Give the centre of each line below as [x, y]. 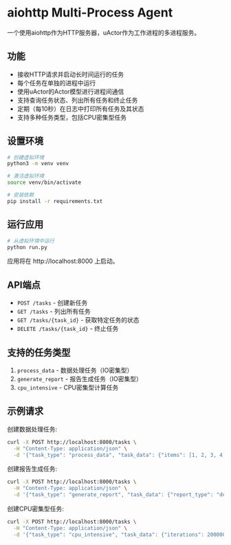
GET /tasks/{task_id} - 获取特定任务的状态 [78, 320]
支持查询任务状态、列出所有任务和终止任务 [77, 100]
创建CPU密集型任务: [35, 509]
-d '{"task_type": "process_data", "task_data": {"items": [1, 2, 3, [115, 455]
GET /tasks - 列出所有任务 [54, 312]
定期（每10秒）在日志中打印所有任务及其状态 [80, 109]
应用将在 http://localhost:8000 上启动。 [63, 261]
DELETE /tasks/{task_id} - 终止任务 [68, 329]
